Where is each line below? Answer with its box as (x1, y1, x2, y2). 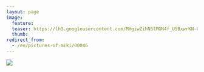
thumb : (12, 31, 29, 38)
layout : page (6, 8, 39, 15)
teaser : (12, 25, 32, 32)
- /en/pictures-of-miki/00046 (12, 43, 88, 49)
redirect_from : (6, 37, 45, 43)
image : (6, 15, 23, 21)
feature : (12, 20, 34, 26)
